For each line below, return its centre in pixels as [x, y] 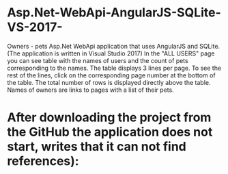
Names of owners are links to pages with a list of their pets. [90, 90]
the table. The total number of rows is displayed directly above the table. [109, 82]
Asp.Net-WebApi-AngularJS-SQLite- [114, 13]
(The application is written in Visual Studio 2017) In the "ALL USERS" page [111, 53]
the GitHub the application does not [110, 132]
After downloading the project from [109, 117]
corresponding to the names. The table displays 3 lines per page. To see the [114, 68]
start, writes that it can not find [97, 147]
